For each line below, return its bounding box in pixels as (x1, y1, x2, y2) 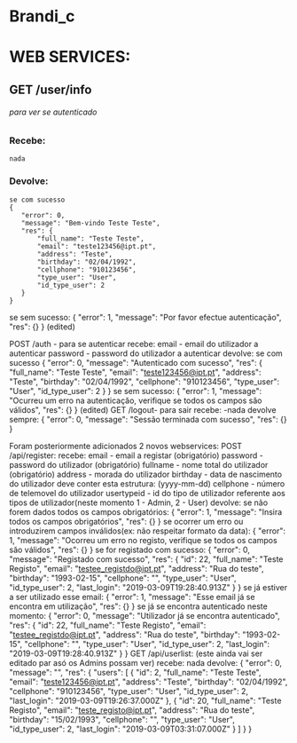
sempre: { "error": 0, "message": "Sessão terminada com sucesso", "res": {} (9, 414, 287, 424)
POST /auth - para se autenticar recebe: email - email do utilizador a (9, 338, 259, 349)
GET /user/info (9, 82, 92, 97)
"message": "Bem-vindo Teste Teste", (20, 218, 161, 227)
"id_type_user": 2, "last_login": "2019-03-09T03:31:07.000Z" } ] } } (9, 723, 253, 734)
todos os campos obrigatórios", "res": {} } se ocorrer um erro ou (9, 516, 244, 526)
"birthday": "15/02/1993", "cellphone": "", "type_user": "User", (9, 714, 235, 724)
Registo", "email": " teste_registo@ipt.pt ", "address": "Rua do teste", (9, 704, 255, 715)
